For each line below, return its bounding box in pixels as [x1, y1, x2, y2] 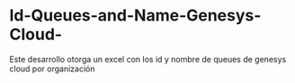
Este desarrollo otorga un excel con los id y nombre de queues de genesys [9, 54, 287, 64]
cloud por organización [9, 63, 95, 74]
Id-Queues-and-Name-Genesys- [9, 5, 262, 26]
